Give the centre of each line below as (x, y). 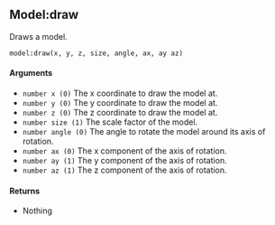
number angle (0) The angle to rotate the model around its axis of (144, 132)
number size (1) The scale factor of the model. (110, 122)
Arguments (31, 73)
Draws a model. (38, 36)
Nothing (37, 211)
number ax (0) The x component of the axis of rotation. (124, 151)
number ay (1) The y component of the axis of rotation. (124, 161)
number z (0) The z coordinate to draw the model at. (120, 113)
